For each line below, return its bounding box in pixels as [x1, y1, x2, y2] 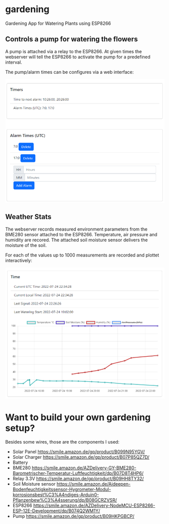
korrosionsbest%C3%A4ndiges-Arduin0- [12, 492, 99, 498]
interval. [5, 59, 22, 65]
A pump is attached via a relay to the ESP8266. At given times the [5, 48, 142, 54]
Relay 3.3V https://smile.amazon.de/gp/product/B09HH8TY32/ [12, 475, 144, 482]
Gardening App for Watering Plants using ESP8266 [5, 20, 111, 26]
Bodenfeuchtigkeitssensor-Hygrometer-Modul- [12, 487, 111, 493]
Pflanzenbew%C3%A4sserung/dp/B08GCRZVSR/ [12, 497, 117, 503]
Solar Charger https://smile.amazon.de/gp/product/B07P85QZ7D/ [12, 454, 150, 460]
